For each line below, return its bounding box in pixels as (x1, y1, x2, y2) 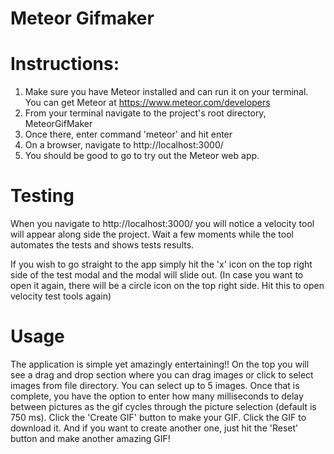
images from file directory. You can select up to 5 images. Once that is (10, 380, 300, 391)
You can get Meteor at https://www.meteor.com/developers (24, 97, 271, 109)
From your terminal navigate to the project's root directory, (24, 107, 267, 119)
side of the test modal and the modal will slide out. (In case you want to (10, 269, 304, 281)
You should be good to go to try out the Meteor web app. (24, 150, 260, 162)
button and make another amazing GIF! (10, 433, 171, 444)
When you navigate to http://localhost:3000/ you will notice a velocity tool (10, 218, 315, 230)
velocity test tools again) (10, 290, 112, 302)
